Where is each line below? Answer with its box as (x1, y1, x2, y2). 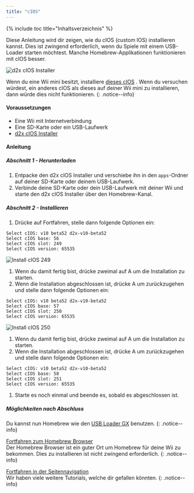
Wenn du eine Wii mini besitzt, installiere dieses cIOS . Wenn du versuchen (6, 78, 188, 85)
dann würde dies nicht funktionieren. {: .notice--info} (6, 90, 134, 98)
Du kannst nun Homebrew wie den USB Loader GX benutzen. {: (6, 420, 160, 427)
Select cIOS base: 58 (6, 371, 60, 377)
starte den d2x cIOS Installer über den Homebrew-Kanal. (14, 190, 153, 198)
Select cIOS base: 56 (6, 236, 60, 242)
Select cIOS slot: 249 (6, 241, 62, 247)
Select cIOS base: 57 (6, 303, 60, 309)
